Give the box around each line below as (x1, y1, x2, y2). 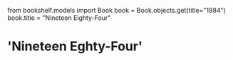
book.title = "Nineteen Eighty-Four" (7, 13, 111, 22)
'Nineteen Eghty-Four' (7, 38, 143, 55)
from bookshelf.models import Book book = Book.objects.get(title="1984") (7, 6, 227, 14)
